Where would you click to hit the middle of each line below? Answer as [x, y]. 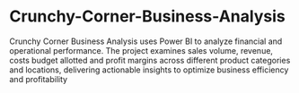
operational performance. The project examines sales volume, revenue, [141, 50]
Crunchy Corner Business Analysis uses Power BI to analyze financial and [146, 41]
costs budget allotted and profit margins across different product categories [150, 60]
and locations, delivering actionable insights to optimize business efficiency [149, 70]
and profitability [39, 79]
